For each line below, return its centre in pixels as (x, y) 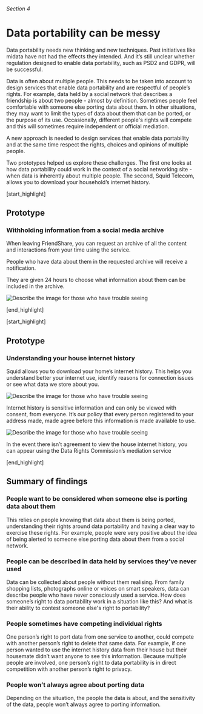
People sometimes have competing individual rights (84, 623)
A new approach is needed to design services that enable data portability (98, 138)
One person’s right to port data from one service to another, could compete (100, 637)
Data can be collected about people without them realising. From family (95, 582)
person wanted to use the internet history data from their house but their (97, 650)
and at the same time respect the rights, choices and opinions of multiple (98, 144)
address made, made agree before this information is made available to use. (101, 421)
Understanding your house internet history (71, 358)
